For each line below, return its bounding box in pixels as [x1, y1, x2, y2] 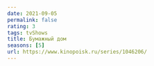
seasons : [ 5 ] [7, 42, 45, 49]
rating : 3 [7, 23, 36, 30]
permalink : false [7, 16, 58, 23]
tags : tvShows [7, 29, 49, 36]
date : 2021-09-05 [7, 10, 58, 17]
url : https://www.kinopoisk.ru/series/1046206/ [7, 49, 148, 56]
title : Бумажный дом [7, 36, 67, 43]
